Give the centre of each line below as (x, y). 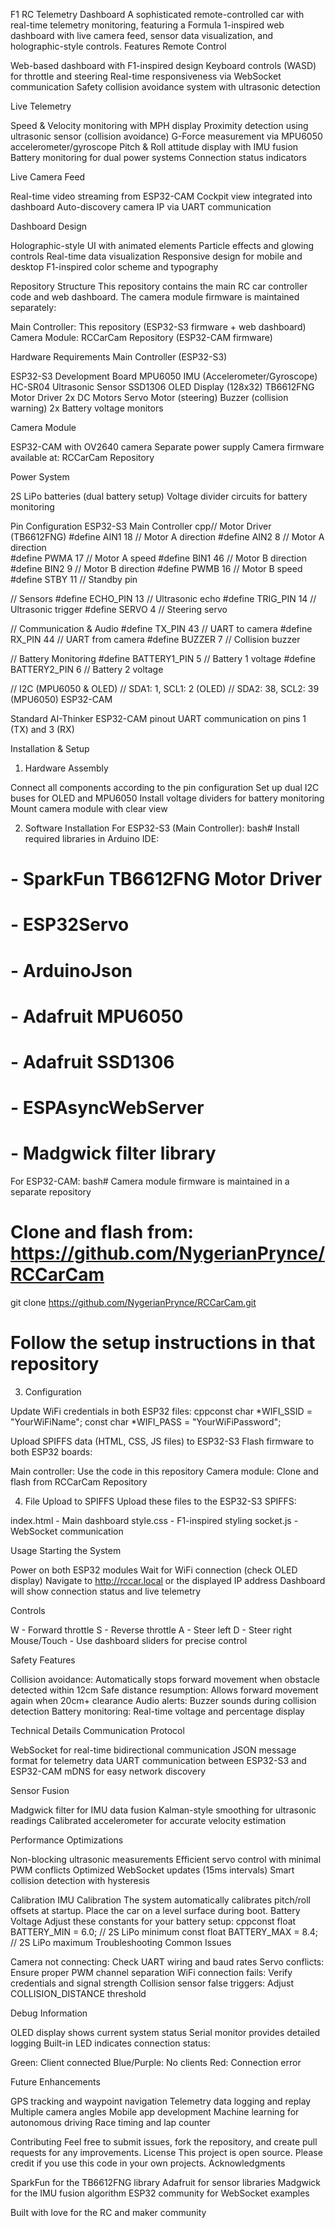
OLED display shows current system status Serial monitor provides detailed (165, 2032)
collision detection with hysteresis (80, 1880)
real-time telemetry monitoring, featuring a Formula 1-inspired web (147, 25)
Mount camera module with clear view (89, 808)
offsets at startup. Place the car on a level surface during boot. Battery (155, 1910)
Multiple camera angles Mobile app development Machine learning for (155, 2111)
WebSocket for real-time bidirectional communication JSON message (153, 1750)
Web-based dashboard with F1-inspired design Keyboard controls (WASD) (163, 65)
